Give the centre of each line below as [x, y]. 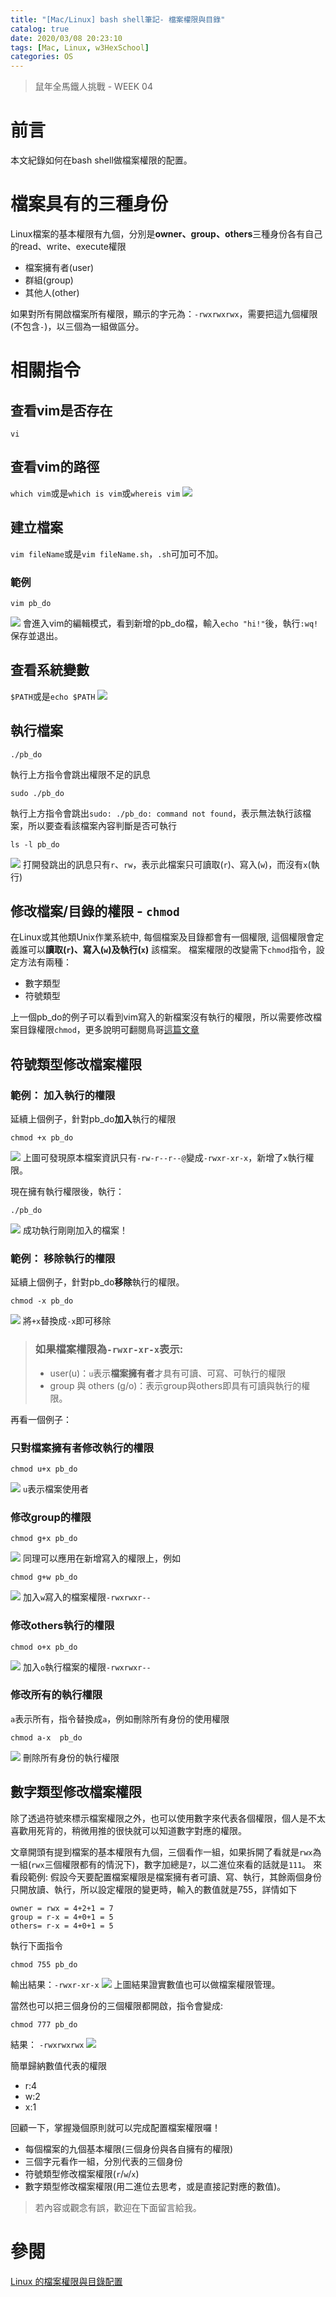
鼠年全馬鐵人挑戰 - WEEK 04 [93, 87]
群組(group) [49, 280]
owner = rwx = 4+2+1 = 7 [62, 1908]
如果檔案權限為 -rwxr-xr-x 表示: [109, 1349]
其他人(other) [52, 292]
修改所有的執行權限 [56, 1695]
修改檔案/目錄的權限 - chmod [95, 911]
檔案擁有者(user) [59, 267]
